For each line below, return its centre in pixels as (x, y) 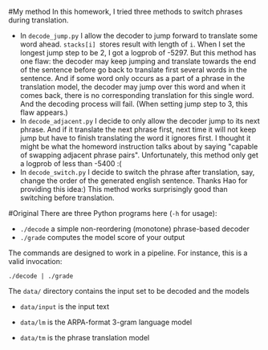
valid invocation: (35, 261)
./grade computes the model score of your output (102, 237)
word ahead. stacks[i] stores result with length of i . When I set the (132, 44)
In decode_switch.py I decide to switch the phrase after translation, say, (137, 172)
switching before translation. (67, 197)
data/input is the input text (65, 307)
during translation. (39, 20)
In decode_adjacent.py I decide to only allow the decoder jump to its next (140, 121)
